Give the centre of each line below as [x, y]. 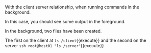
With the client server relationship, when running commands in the [72, 7]
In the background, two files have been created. [53, 31]
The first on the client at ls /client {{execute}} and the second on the [76, 40]
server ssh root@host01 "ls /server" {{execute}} [55, 45]
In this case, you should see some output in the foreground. [65, 22]
